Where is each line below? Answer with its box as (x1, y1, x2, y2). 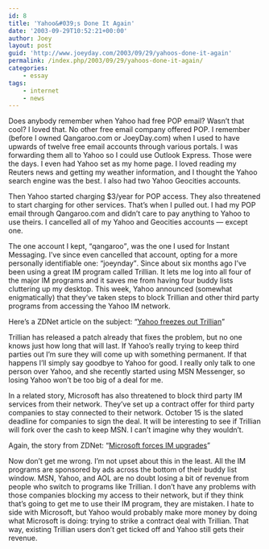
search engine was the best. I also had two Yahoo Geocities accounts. (8, 176, 242, 186)
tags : (8, 79, 27, 87)
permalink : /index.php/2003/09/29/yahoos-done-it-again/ (8, 57, 204, 65)
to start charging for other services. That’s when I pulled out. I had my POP (8, 200, 256, 210)
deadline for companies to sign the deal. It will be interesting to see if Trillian (8, 416, 262, 427)
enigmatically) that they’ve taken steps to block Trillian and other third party (8, 293, 259, 303)
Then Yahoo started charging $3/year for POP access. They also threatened (8, 192, 261, 201)
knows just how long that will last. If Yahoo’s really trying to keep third (8, 341, 239, 351)
